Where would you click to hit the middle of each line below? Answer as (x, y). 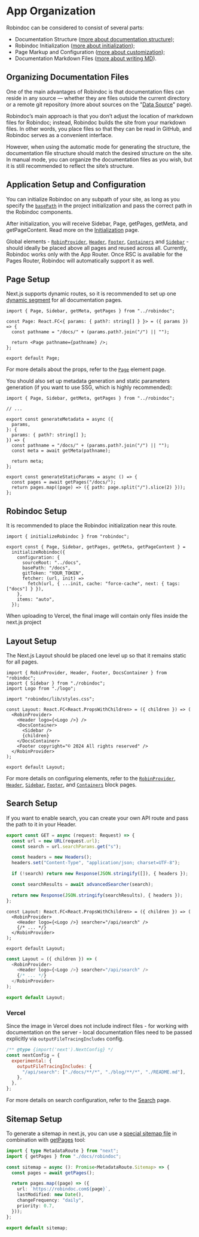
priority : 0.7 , (36, 1206)
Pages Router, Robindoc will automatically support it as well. (80, 260)
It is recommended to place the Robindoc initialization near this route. (92, 526)
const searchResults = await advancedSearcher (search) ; (82, 885)
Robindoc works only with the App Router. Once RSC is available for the (94, 254)
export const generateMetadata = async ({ (60, 420)
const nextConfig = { (33, 1055)
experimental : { (32, 1061)
